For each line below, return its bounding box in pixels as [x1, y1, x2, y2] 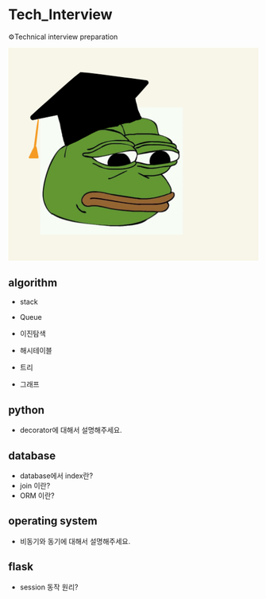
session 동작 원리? [19, 582, 79, 592]
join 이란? [19, 481, 51, 491]
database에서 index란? [19, 471, 94, 480]
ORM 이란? [19, 491, 56, 500]
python [8, 403, 45, 417]
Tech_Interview [8, 6, 113, 24]
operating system [8, 515, 98, 528]
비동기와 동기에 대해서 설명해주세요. [19, 536, 131, 546]
